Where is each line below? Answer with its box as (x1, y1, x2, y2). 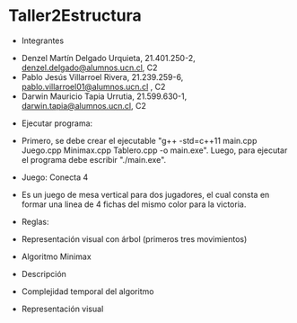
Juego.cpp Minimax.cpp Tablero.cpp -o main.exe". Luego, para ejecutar (21, 145, 288, 156)
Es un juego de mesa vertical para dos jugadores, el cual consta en (21, 189, 270, 200)
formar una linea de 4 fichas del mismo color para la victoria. (21, 199, 247, 210)
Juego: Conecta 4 (21, 172, 89, 183)
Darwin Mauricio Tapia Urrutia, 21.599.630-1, (21, 91, 188, 102)
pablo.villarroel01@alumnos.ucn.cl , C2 (21, 81, 166, 92)
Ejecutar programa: (21, 118, 93, 129)
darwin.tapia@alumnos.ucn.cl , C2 (21, 100, 147, 111)
